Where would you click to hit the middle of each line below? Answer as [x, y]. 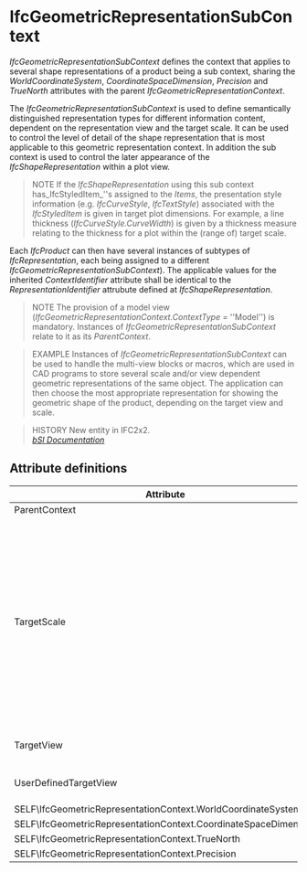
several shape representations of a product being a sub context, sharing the [153, 71]
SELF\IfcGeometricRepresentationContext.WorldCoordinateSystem [158, 809]
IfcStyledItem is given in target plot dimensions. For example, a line [158, 213]
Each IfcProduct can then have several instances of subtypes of [130, 250]
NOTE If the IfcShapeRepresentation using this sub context [143, 184]
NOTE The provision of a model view [101, 307]
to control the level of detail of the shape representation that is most [137, 137]
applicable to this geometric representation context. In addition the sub [143, 147]
